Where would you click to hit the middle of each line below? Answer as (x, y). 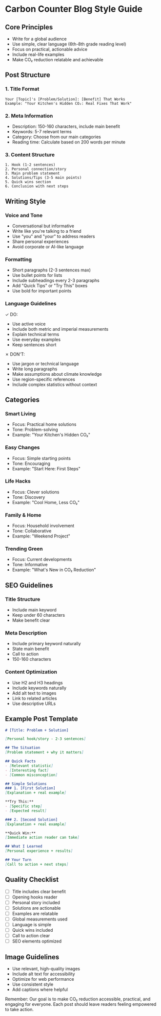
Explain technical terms (36, 334)
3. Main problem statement (32, 173)
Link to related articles (34, 698)
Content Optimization (31, 672)
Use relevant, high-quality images (46, 969)
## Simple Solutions (26, 784)
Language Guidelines (31, 304)
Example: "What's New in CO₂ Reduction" (54, 570)
